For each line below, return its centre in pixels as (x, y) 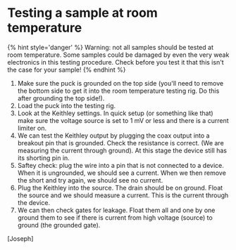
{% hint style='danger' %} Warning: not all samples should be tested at (110, 47)
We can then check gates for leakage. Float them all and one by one (116, 210)
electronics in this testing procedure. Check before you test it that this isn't (116, 62)
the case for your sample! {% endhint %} (67, 70)
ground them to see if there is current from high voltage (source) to (115, 217)
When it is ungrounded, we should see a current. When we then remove (122, 173)
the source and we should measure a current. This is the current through (123, 195)
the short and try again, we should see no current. (90, 180)
